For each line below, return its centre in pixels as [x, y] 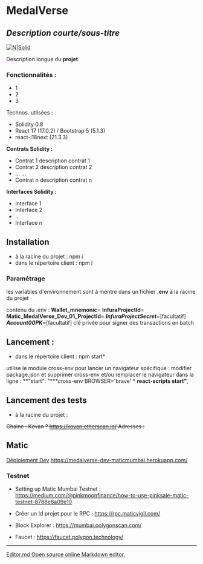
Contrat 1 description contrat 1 [53, 161]
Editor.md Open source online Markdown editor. [66, 554]
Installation [28, 242]
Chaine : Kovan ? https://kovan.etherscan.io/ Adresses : [76, 426]
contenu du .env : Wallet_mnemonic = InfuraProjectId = [75, 310]
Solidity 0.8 [29, 124]
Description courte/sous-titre [63, 33]
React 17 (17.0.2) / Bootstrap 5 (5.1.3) [60, 131]
